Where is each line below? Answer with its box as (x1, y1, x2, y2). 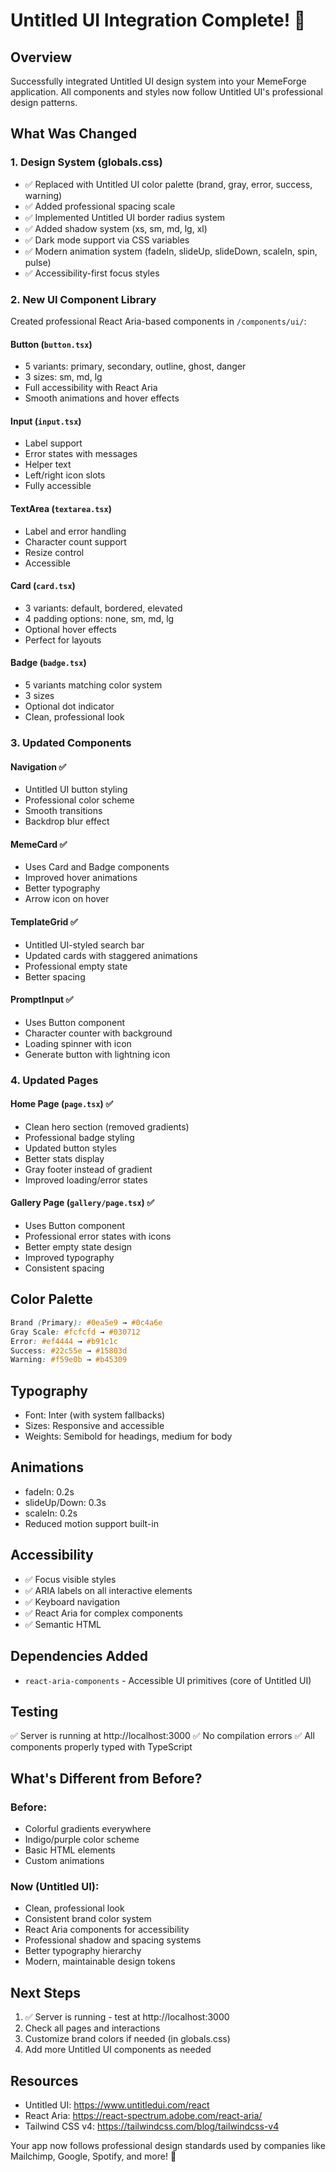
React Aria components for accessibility (24, 1924, 190, 1936)
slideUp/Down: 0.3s (24, 1496, 107, 1508)
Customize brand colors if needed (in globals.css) (24, 2033, 231, 2045)
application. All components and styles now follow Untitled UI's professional (10, 86, 323, 98)
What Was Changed (10, 125, 138, 143)
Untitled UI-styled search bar (24, 939, 145, 951)
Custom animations (24, 1855, 105, 1866)
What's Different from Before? (10, 1770, 203, 1787)
